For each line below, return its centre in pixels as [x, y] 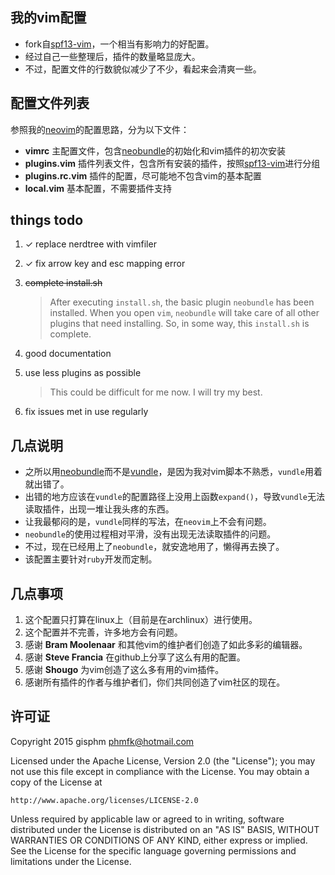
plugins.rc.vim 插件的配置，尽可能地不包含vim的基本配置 [143, 175]
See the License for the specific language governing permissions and [153, 850]
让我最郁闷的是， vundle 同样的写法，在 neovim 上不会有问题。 [148, 522]
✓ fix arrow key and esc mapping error [105, 264]
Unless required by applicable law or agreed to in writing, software [147, 819]
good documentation [68, 354]
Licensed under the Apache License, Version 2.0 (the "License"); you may [163, 760]
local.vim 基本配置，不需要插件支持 [98, 188]
